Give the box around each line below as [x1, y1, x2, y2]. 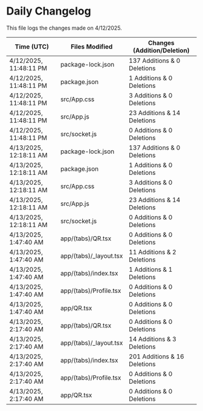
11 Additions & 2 [129, 248, 176, 256]
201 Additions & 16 [129, 352, 184, 361]
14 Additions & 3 [129, 335, 176, 343]
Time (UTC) [14, 42, 50, 51]
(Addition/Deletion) [132, 46, 190, 54]
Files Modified [70, 42, 113, 51]
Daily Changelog [6, 4, 92, 18]
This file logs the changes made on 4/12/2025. [6, 24, 122, 31]
